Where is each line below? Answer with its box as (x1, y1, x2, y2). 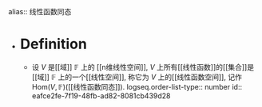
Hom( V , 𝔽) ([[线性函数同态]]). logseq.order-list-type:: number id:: (31, 82, 242, 91)
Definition (19, 35, 88, 53)
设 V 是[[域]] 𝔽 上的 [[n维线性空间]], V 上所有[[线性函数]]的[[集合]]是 (31, 62, 254, 71)
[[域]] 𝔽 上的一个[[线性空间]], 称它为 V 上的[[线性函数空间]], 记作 (31, 72, 242, 82)
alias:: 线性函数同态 (8, 7, 72, 16)
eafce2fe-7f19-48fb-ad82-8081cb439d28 (31, 90, 171, 101)
